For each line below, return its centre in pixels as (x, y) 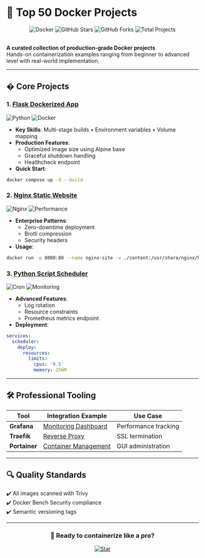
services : (19, 336)
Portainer (23, 446)
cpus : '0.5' (49, 364)
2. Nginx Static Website (42, 195)
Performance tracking (148, 426)
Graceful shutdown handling (60, 155)
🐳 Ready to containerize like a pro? (103, 535)
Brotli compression (48, 233)
